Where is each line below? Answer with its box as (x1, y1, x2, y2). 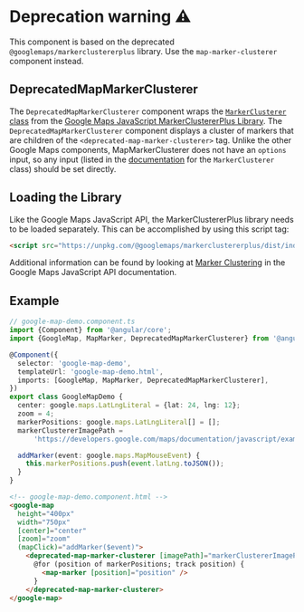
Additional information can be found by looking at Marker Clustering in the (9, 257, 286, 268)
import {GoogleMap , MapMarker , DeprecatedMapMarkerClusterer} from (9, 334, 270, 343)
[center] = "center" (17, 526, 88, 535)
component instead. (9, 55, 84, 66)
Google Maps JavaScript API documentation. (9, 267, 177, 278)
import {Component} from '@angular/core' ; (9, 326, 172, 335)
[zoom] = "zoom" (17, 534, 71, 544)
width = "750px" (17, 518, 71, 527)
